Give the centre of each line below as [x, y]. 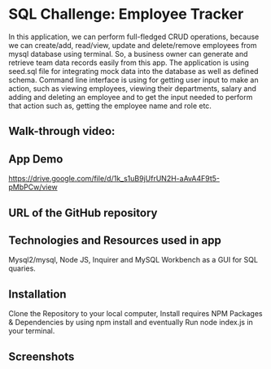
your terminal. [32, 331]
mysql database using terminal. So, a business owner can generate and [128, 54]
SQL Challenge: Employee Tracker [126, 14]
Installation [37, 294]
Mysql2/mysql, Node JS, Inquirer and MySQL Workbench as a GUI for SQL [133, 260]
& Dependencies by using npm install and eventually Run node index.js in [131, 323]
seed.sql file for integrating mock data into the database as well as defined [133, 71]
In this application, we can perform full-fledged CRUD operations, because [134, 37]
